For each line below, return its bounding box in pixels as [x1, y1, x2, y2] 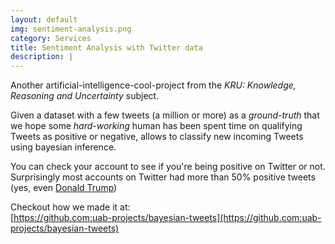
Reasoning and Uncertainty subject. [10, 90, 160, 102]
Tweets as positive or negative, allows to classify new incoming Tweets [10, 131, 304, 143]
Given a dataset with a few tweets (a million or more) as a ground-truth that [10, 109, 320, 121]
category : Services [10, 33, 92, 43]
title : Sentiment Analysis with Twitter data [10, 42, 203, 53]
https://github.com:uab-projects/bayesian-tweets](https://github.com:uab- [13, 212, 322, 224]
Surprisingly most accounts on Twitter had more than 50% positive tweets [10, 171, 316, 183]
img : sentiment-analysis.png [10, 24, 132, 34]
